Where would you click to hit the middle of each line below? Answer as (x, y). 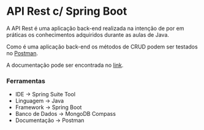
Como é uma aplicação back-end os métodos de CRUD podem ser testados (102, 47)
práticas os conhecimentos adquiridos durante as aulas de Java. (88, 34)
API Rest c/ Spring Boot (67, 11)
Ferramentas (26, 81)
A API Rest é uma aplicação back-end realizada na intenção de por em (95, 28)
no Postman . (22, 53)
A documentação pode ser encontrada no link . (65, 65)
